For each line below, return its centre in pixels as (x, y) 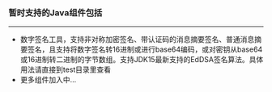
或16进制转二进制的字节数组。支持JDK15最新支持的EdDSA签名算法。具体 (142, 60)
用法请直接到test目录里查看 (66, 69)
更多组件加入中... (48, 80)
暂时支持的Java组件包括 (55, 12)
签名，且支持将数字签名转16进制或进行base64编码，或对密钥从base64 (145, 49)
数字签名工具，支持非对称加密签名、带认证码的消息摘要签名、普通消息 (137, 40)
